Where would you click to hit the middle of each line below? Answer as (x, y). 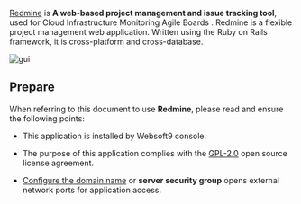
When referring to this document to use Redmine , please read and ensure (146, 109)
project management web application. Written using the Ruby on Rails (138, 32)
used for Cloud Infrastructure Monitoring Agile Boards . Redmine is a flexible (151, 22)
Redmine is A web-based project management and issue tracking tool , (143, 13)
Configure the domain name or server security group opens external (150, 180)
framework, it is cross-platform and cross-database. (106, 41)
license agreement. (58, 163)
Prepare (32, 88)
